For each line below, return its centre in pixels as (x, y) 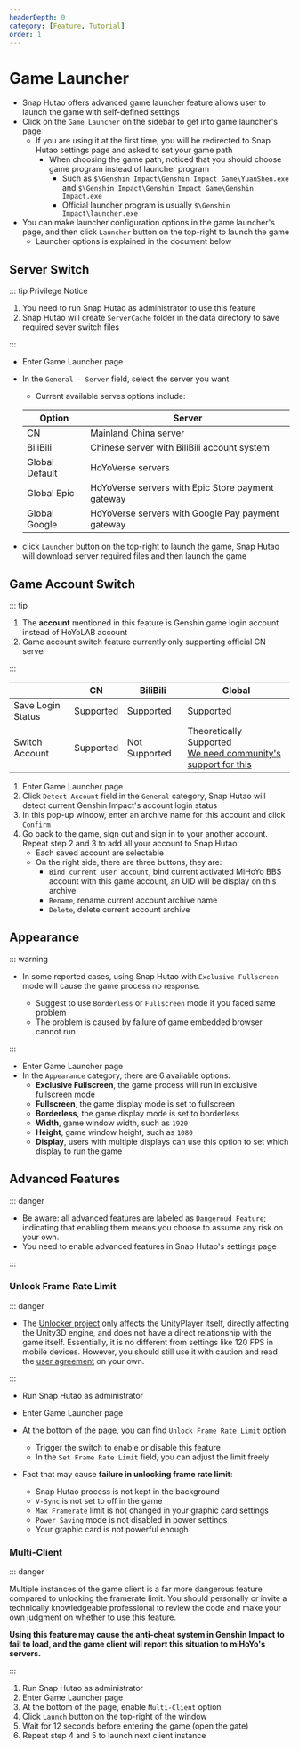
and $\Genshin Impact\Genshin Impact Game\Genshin (158, 188)
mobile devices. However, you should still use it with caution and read (150, 1352)
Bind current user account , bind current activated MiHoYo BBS (165, 871)
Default (42, 473)
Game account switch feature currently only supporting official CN (144, 642)
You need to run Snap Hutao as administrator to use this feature (139, 308)
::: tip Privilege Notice (48, 291)
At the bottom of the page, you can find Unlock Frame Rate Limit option (154, 1430)
